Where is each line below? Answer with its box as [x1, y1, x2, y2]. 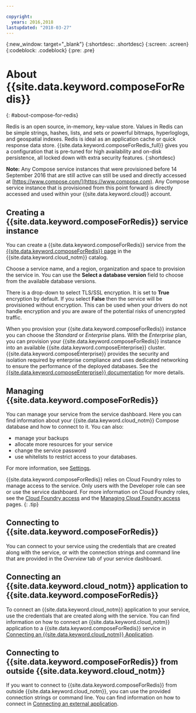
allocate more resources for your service [14, 440, 113, 447]
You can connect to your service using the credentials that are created [6, 542, 176, 549]
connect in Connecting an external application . [6, 700, 119, 707]
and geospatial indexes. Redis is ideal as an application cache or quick [6, 135, 176, 142]
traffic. [6, 314, 22, 321]
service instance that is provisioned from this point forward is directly [6, 184, 174, 191]
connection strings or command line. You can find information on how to [6, 694, 180, 701]
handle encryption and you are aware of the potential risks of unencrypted [6, 308, 185, 315]
